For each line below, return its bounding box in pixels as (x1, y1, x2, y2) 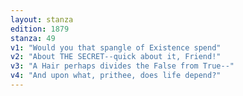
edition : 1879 (10, 24, 70, 34)
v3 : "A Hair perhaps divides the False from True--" (10, 61, 235, 71)
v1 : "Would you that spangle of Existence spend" (10, 42, 222, 53)
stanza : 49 (10, 33, 56, 43)
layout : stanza (10, 14, 74, 25)
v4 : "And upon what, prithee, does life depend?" (10, 71, 222, 81)
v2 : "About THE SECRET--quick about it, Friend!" (10, 52, 222, 62)
